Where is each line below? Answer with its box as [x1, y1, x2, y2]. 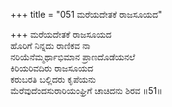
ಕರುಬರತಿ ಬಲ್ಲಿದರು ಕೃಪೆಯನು [10, 74, 97, 85]
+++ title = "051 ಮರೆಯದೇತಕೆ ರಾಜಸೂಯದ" [10, 9, 163, 20]
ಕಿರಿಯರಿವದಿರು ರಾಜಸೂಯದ [10, 62, 94, 74]
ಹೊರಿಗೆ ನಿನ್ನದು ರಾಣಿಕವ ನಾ [10, 40, 91, 51]
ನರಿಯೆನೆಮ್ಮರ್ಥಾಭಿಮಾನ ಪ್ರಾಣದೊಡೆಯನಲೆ [10, 51, 136, 63]
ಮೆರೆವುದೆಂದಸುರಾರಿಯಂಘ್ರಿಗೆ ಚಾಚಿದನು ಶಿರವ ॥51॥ [10, 85, 163, 96]
